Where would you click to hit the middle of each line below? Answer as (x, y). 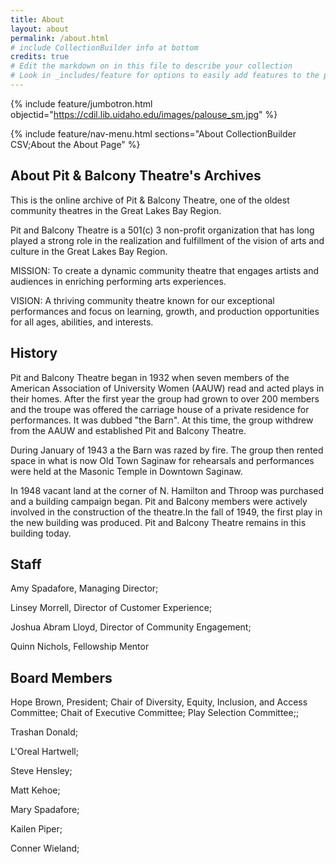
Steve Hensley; (41, 771)
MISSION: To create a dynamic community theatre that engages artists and (165, 270)
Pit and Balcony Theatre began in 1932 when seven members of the (150, 377)
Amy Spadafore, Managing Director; (84, 588)
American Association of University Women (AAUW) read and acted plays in (167, 388)
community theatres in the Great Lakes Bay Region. (116, 210)
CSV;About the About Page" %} (75, 144)
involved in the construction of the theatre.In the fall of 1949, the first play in (166, 512)
